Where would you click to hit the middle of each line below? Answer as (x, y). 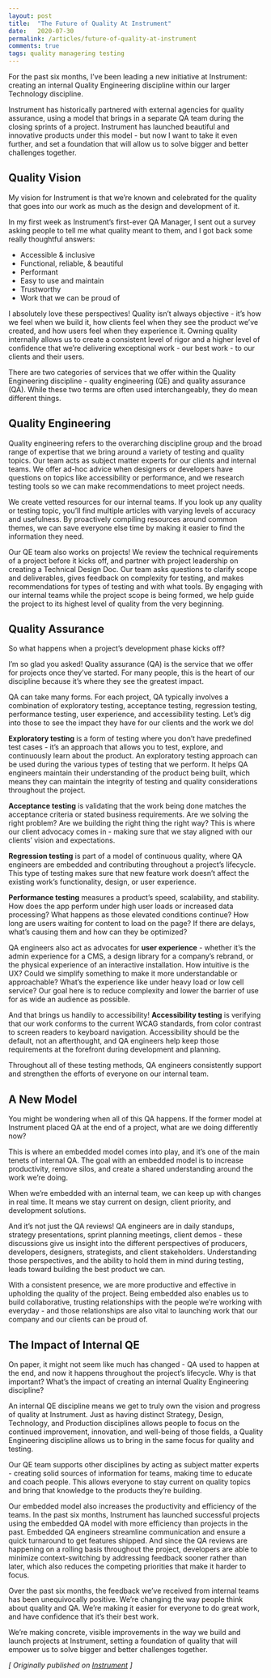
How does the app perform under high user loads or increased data (121, 906)
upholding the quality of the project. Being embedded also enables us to (129, 1294)
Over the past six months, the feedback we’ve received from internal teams (134, 1591)
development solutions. (47, 1210)
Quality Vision (45, 178)
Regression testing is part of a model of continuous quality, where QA (125, 856)
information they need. (46, 536)
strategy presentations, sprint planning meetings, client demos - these (125, 1235)
